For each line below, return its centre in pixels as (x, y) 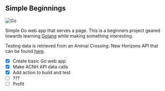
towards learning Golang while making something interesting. (69, 36)
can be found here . (25, 51)
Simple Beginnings (36, 8)
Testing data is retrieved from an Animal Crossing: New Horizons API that (82, 46)
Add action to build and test (42, 72)
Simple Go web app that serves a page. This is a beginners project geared (83, 31)
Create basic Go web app (39, 61)
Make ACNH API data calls (40, 67)
